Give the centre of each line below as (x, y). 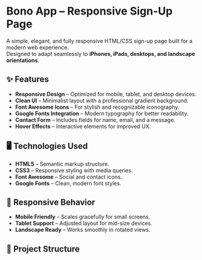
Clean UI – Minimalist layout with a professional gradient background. (102, 100)
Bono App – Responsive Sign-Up (89, 11)
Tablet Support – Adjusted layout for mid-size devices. (84, 224)
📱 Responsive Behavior (51, 202)
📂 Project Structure (43, 249)
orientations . (23, 60)
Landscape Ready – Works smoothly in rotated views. (82, 230)
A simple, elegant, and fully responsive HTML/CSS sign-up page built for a (99, 41)
